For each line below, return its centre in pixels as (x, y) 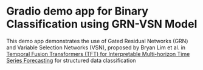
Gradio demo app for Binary (77, 11)
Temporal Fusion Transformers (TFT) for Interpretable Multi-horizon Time (98, 54)
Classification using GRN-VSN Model (102, 24)
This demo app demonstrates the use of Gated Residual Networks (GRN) (97, 41)
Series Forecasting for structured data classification (71, 60)
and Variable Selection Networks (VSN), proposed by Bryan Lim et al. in (96, 47)
